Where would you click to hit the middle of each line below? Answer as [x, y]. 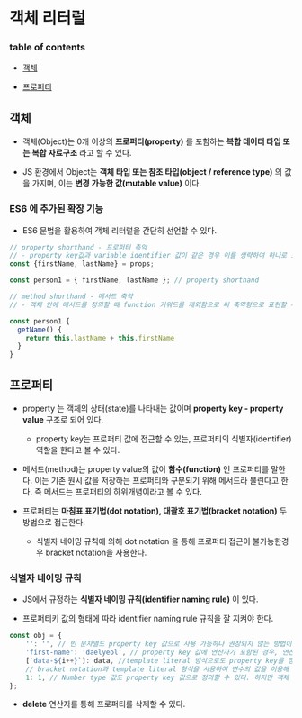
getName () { [40, 330]
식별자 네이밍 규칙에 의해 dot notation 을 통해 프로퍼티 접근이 [143, 541]
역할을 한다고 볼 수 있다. [78, 450]
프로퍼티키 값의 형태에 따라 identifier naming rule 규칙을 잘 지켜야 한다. [148, 619]
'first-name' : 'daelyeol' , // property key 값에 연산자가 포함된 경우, [152, 653]
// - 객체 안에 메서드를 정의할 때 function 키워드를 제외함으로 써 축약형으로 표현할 [148, 304]
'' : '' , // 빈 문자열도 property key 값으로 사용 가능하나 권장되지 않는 [147, 644]
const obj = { [36, 636]
